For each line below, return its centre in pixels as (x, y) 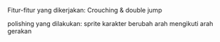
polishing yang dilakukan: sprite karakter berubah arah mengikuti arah (110, 23)
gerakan (20, 31)
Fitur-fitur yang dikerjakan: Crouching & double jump (85, 10)
